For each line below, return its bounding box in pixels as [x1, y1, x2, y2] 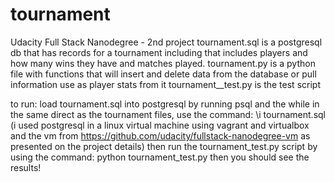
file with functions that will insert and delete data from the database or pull [10, 68, 317, 80]
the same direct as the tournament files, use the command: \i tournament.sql [10, 108, 327, 120]
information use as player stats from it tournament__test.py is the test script [10, 78, 321, 90]
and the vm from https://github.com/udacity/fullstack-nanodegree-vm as [10, 129, 311, 142]
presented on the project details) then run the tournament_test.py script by [10, 140, 318, 152]
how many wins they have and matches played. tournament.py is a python [10, 57, 316, 69]
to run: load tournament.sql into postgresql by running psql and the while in [10, 98, 320, 110]
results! [10, 161, 42, 173]
